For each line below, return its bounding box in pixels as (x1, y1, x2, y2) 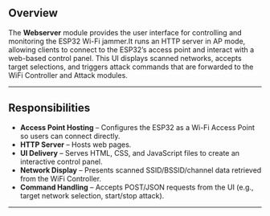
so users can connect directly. (19, 131, 121, 141)
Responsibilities (8, 101, 91, 115)
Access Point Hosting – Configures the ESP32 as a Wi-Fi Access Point (19, 122, 256, 132)
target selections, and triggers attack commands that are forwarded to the (8, 62, 254, 71)
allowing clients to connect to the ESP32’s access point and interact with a (8, 44, 255, 55)
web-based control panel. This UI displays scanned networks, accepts (8, 53, 243, 63)
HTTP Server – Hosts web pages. (19, 140, 132, 149)
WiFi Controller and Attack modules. (8, 70, 129, 79)
